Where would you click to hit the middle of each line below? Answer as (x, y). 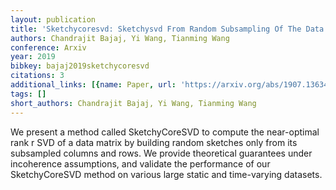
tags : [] (28, 94)
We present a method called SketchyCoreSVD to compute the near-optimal (165, 132)
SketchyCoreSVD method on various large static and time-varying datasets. (166, 174)
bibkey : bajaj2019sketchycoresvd (80, 66)
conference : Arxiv (48, 47)
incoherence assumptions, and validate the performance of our (140, 163)
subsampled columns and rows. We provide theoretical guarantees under (161, 153)
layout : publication (53, 19)
